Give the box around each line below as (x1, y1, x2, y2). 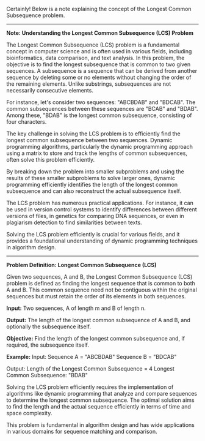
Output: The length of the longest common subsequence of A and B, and (6, 317, 191, 323)
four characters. (6, 118, 47, 125)
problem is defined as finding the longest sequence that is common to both (6, 280, 195, 287)
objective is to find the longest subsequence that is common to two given (6, 61, 191, 68)
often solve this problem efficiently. (6, 156, 95, 163)
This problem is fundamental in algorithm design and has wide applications (6, 421, 195, 428)
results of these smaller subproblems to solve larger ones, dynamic (6, 175, 176, 181)
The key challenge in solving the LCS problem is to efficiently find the (6, 130, 181, 137)
